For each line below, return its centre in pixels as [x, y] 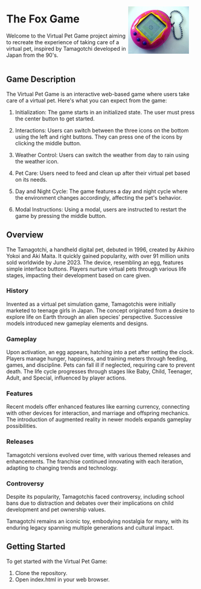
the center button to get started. [55, 119]
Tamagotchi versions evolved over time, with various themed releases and [99, 455]
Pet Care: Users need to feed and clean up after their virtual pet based [102, 173]
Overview [25, 235]
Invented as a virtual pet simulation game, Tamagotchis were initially [91, 304]
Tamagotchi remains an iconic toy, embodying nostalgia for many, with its [97, 521]
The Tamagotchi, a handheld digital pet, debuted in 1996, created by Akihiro [101, 249]
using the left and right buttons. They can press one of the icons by [99, 137]
